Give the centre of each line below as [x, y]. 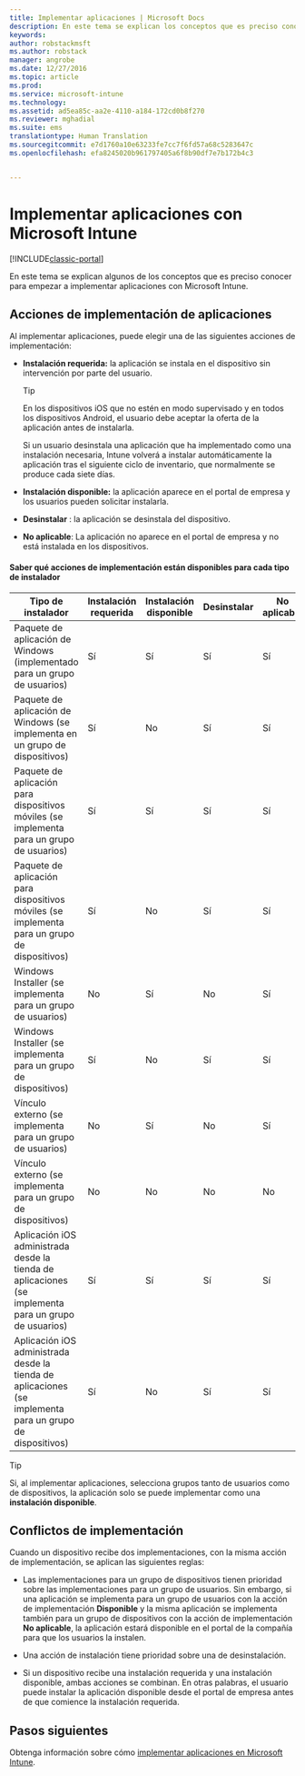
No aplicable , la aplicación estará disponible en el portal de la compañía [157, 1628]
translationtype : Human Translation [79, 136]
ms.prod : [26, 85]
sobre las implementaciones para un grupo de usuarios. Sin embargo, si [157, 1590]
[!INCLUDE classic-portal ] [57, 258]
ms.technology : [38, 102]
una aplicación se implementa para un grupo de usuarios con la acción [155, 1599]
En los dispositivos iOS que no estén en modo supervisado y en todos [153, 408]
